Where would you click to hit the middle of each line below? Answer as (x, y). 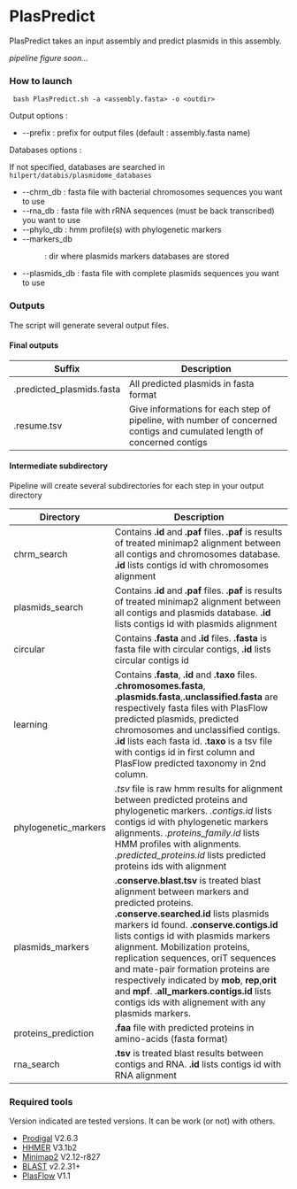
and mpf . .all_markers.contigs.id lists (193, 991)
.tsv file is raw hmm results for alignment (198, 788)
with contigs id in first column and (185, 752)
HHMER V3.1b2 (49, 1147)
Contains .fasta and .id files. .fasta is (191, 637)
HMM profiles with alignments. (178, 844)
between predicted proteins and (181, 799)
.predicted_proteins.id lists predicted (190, 854)
